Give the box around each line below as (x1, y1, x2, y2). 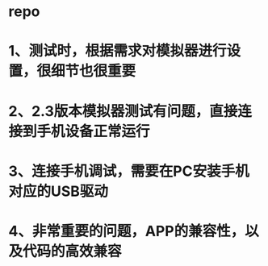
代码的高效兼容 (23, 242, 123, 260)
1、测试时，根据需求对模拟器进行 (8, 42, 228, 60)
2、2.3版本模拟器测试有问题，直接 (8, 102, 238, 120)
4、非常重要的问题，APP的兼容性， (8, 222, 245, 240)
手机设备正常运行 (36, 122, 151, 140)
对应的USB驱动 (8, 182, 109, 200)
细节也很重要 (51, 62, 136, 81)
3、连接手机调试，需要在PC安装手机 (8, 162, 249, 180)
